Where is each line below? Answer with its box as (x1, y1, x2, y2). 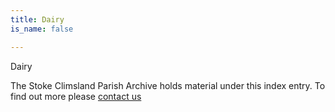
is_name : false (10, 24, 74, 34)
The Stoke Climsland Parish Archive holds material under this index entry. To (10, 79, 326, 91)
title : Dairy (10, 14, 65, 25)
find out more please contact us (10, 90, 142, 102)
